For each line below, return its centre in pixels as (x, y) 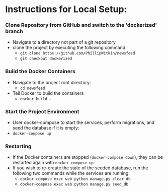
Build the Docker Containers (40, 72)
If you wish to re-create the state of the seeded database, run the (80, 168)
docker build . (36, 99)
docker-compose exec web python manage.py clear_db (75, 179)
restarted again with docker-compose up (53, 163)
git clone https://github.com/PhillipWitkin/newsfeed (77, 53)
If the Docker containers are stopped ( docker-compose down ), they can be (88, 157)
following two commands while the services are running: (71, 173)
